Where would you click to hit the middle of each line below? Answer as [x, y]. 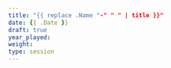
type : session [32, 52]
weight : [21, 45]
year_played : [30, 37]
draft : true [28, 30]
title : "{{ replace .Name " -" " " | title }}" [86, 15]
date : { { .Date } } [38, 23]
